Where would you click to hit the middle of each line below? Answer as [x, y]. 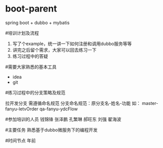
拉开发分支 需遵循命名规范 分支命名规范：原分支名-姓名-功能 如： [73, 103]
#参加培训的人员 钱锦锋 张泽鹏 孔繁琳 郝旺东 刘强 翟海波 [63, 119]
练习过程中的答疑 [30, 56]
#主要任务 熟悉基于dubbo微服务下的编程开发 [52, 130]
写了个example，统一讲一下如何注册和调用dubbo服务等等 [72, 44]
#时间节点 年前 [21, 140]
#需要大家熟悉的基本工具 [31, 67]
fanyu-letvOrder [22, 109]
